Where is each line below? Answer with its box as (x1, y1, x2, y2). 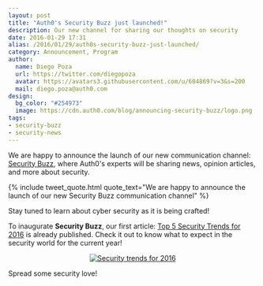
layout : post (8, 11, 51, 20)
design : (8, 92, 34, 100)
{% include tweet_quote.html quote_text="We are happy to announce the (8, 182, 246, 191)
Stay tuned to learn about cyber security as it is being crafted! (8, 206, 210, 215)
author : (8, 56, 34, 64)
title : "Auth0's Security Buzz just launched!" (8, 19, 168, 27)
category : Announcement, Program (8, 48, 118, 56)
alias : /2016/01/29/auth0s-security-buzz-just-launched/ (8, 41, 200, 49)
